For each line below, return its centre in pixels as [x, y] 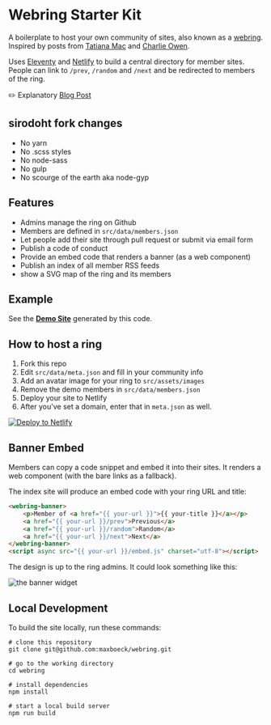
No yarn [34, 142]
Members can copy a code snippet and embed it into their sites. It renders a [135, 467]
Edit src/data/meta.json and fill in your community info [112, 372]
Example [31, 299]
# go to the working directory [61, 664]
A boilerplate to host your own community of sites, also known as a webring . [136, 37]
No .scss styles [45, 151]
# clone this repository [50, 642]
